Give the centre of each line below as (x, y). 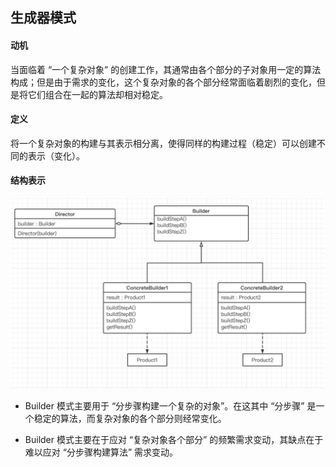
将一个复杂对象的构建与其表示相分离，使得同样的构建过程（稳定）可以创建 (163, 143)
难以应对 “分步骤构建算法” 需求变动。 (101, 452)
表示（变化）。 (56, 155)
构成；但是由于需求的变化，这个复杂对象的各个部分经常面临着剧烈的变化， (163, 82)
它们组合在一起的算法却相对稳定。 (97, 94)
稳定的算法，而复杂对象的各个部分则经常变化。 (130, 419)
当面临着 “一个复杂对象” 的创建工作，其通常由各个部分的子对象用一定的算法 (166, 69)
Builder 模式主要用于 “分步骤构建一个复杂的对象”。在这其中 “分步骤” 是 (170, 406)
